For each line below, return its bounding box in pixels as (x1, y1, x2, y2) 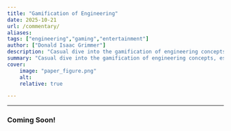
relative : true (19, 80, 63, 87)
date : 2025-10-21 (7, 16, 57, 23)
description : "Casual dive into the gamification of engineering (7, 49, 198, 56)
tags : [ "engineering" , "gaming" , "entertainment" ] (7, 36, 149, 43)
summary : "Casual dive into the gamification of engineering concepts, (7, 55, 217, 62)
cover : (7, 61, 26, 68)
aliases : (7, 29, 32, 36)
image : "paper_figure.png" (19, 67, 97, 74)
